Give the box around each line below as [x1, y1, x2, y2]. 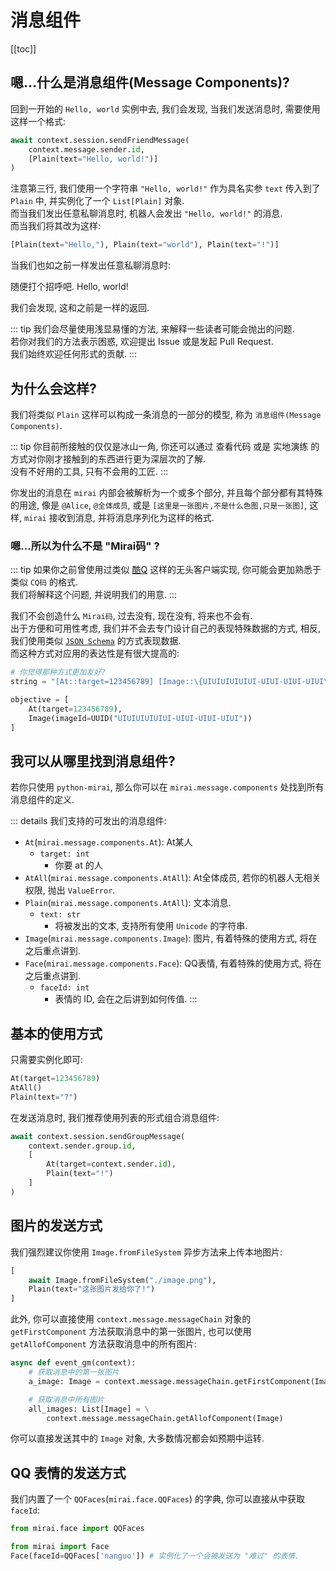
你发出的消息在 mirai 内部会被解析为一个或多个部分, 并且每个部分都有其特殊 [10, 486, 323, 498]
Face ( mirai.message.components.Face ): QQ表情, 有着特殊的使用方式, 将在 [24, 957, 322, 970]
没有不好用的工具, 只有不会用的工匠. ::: [10, 465, 169, 477]
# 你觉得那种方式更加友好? [10, 667, 107, 678]
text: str [39, 910, 82, 920]
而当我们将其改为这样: [10, 220, 102, 232]
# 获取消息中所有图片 [28, 1394, 105, 1405]
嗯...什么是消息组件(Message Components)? [10, 74, 290, 91]
